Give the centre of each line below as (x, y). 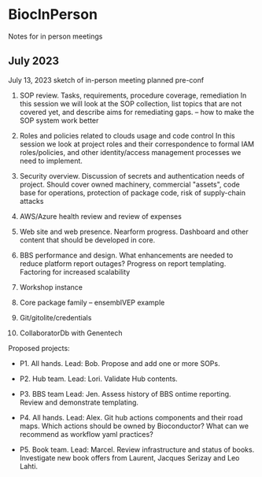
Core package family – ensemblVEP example (92, 302)
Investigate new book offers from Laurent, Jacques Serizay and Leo (129, 457)
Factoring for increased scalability (75, 272)
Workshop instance (51, 287)
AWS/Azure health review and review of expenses (101, 216)
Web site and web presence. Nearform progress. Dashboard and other (134, 231)
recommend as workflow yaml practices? (86, 434)
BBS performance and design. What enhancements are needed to (126, 255)
